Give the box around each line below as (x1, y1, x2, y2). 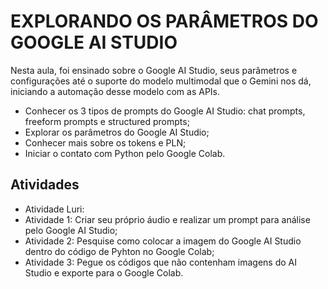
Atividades (10, 176, 80, 194)
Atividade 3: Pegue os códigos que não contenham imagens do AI (24, 256, 297, 268)
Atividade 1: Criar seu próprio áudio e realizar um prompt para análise (24, 213, 311, 225)
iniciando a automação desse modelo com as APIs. (10, 85, 221, 97)
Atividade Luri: (24, 203, 85, 215)
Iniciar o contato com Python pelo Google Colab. (24, 147, 226, 159)
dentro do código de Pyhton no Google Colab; (24, 245, 215, 257)
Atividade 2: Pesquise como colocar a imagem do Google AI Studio (24, 235, 302, 247)
